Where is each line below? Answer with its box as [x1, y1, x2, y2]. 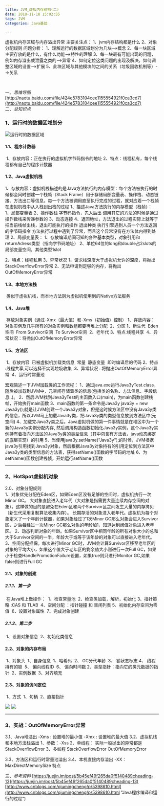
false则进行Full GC [5, 559, 42, 564]
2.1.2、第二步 [5, 621, 32, 627]
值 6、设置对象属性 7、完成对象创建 [5, 608, 80, 614]
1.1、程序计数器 [5, 144, 36, 150]
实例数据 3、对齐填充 [19, 670, 62, 675]
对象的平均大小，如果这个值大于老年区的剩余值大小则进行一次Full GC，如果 [5, 546, 157, 552]
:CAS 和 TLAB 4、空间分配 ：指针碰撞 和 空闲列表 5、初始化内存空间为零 [10, 602, 158, 608]
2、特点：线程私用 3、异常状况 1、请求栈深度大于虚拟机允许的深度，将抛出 [5, 257, 156, 263]
